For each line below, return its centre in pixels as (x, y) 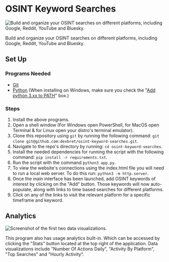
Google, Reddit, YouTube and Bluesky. (45, 43)
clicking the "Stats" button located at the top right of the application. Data (81, 243)
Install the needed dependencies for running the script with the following (88, 152)
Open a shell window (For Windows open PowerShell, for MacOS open (86, 125)
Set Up (16, 59)
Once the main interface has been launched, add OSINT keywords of (84, 179)
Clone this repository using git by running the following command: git (86, 136)
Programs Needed (28, 74)
